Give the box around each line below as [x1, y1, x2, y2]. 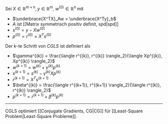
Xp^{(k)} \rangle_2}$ [12, 58, 55, 64]
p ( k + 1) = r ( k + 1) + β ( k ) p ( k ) [12, 92, 63, 99]
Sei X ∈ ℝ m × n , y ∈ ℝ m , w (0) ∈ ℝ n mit [5, 5, 84, 12]
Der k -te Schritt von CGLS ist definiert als [5, 43, 91, 49]
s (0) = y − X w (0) [12, 26, 45, 33]
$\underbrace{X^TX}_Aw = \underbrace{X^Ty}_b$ [12, 16, 116, 22]
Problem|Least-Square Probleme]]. [5, 113, 77, 119]
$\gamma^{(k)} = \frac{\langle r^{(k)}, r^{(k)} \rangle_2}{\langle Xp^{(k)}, [12, 53, 162, 59]
